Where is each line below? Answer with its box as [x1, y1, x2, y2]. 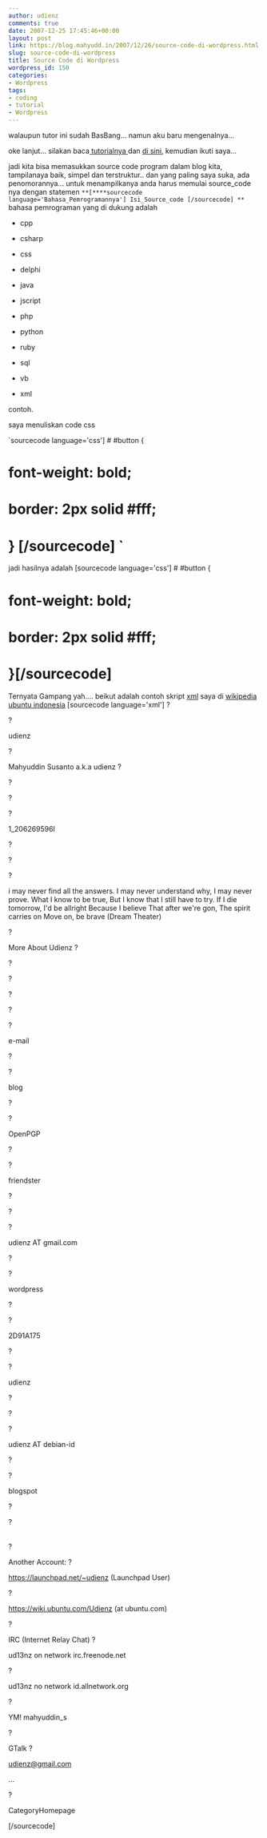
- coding [8, 94, 38, 102]
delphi [19, 265, 42, 274]
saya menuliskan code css [8, 420, 96, 429]
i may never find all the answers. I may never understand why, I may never [8, 886, 253, 896]
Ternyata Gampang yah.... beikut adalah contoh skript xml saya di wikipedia [8, 691, 257, 701]
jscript [19, 296, 42, 305]
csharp [19, 234, 44, 243]
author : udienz [8, 11, 59, 20]
